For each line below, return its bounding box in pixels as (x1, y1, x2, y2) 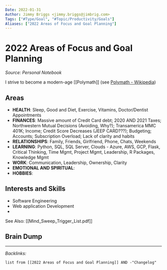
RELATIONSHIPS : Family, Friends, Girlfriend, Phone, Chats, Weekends (12, 139, 157, 144)
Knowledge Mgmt (12, 155, 49, 160)
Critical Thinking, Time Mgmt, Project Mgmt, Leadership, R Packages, (12, 149, 155, 155)
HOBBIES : (12, 170, 33, 176)
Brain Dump (5, 232, 42, 241)
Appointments (12, 112, 41, 118)
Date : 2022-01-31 (5, 7, 41, 12)
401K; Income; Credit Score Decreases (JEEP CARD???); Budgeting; (12, 128, 152, 134)
